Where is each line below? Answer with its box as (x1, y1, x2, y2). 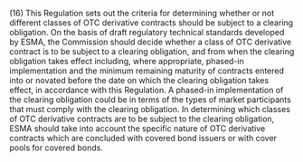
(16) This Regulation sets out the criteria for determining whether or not (9, 8, 274, 18)
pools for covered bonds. (9, 142, 104, 153)
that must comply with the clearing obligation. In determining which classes (9, 104, 291, 114)
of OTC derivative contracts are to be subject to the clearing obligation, (9, 113, 275, 124)
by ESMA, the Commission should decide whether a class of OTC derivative (9, 36, 292, 47)
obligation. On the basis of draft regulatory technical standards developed (9, 27, 285, 37)
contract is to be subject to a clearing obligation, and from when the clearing (9, 46, 295, 57)
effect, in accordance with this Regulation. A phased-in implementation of (9, 85, 284, 95)
